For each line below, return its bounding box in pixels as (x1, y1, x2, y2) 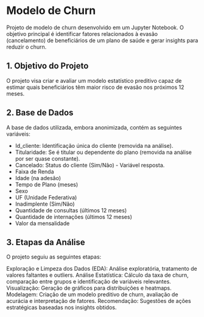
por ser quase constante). (15, 155, 80, 162)
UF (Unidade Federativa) (15, 193, 77, 201)
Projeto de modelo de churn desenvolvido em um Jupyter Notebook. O (6, 24, 184, 31)
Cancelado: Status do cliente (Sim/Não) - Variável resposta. (15, 161, 165, 169)
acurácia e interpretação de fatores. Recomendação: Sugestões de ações (6, 298, 191, 305)
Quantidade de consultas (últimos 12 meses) (15, 206, 127, 214)
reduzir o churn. (6, 43, 47, 51)
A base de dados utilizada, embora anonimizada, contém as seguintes (6, 124, 183, 131)
